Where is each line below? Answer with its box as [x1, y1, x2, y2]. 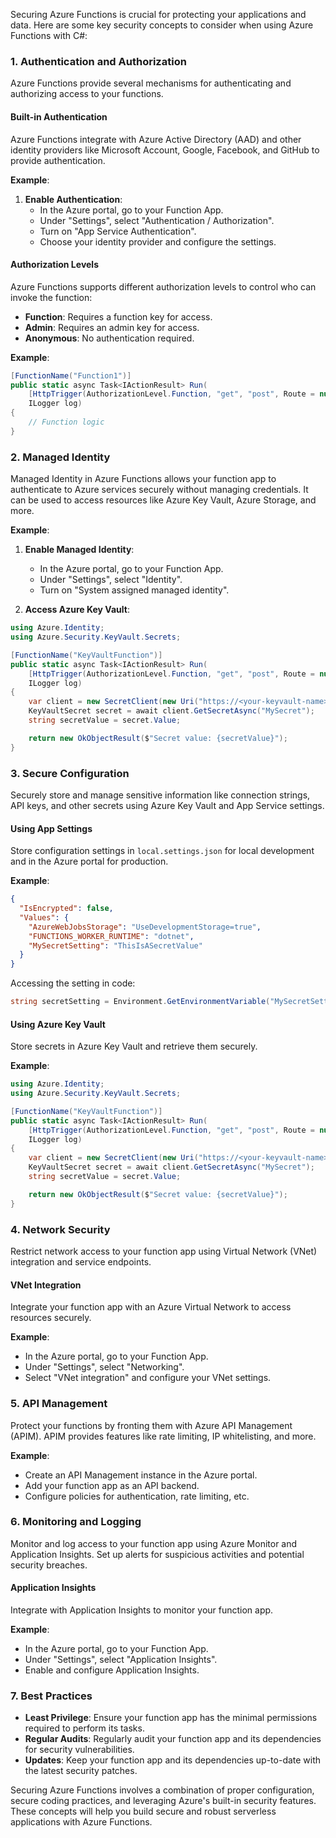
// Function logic [28, 417, 105, 428]
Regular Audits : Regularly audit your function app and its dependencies [24, 1733, 322, 1745]
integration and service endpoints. [10, 1256, 152, 1268]
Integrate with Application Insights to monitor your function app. [10, 1604, 274, 1616]
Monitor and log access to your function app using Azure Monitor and [10, 1537, 298, 1549]
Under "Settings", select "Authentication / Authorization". [39, 214, 275, 226]
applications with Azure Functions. [10, 1816, 153, 1828]
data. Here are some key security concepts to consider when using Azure [10, 19, 314, 31]
